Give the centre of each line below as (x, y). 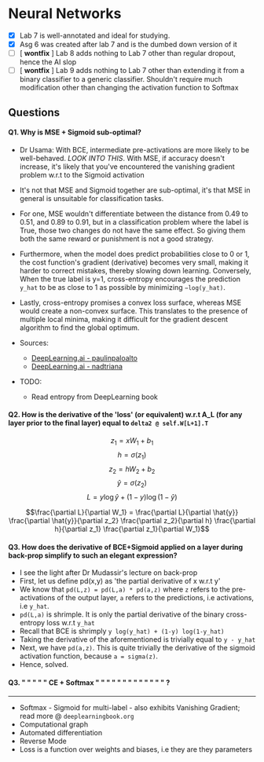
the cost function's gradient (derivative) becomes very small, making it (134, 262)
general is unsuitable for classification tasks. (92, 198)
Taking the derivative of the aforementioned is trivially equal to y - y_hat (137, 639)
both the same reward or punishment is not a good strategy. (117, 238)
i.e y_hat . (34, 606)
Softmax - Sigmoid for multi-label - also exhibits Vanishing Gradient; (130, 707)
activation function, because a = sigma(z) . (89, 656)
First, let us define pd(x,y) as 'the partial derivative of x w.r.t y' (120, 581)
